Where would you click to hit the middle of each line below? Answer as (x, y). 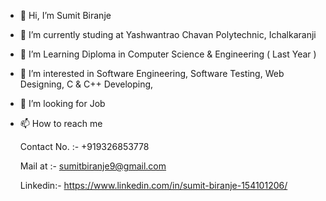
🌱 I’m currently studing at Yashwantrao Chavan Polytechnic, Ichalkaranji (168, 34)
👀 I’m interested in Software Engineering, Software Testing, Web (152, 73)
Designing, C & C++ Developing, (86, 84)
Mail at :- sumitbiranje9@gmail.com (93, 166)
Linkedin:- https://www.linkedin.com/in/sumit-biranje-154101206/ (153, 185)
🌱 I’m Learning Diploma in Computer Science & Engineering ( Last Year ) (168, 54)
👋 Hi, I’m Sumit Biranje (65, 15)
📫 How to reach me (61, 123)
